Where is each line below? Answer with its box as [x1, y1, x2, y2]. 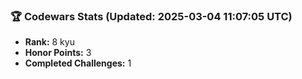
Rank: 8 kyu [24, 36, 75, 48]
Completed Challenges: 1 [24, 57, 132, 69]
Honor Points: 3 [24, 47, 92, 59]
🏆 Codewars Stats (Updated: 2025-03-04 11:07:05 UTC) [10, 9, 293, 23]
